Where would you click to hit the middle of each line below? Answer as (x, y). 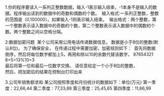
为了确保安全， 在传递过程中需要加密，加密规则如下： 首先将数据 (89, 48)
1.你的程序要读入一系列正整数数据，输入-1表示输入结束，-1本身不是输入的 (79, 7)
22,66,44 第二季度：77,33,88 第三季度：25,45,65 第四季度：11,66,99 (82, 88)
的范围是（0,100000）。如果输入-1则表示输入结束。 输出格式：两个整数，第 (81, 19)
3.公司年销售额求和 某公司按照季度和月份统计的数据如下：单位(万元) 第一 (78, 82)
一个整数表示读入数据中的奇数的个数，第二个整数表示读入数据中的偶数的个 (80, 25)
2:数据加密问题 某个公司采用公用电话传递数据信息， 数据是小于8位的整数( (80, 42)
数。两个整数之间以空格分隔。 (35, 32)
